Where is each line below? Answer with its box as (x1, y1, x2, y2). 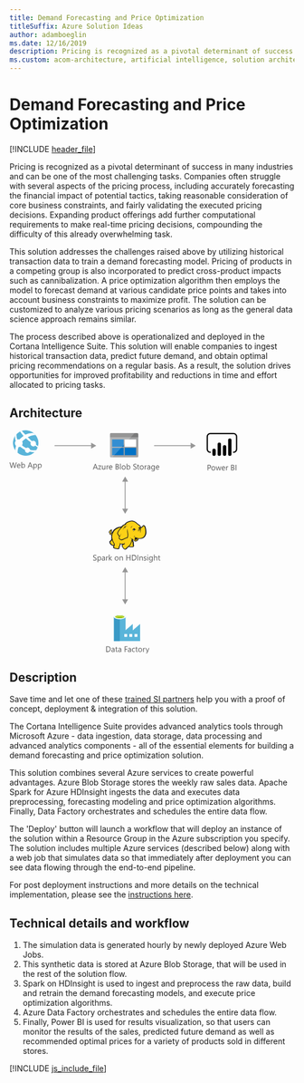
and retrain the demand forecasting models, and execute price (22, 988, 256, 999)
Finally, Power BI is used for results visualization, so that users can (22, 1017, 271, 1028)
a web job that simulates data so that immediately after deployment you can (9, 853, 292, 864)
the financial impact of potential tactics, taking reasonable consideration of (9, 189, 289, 200)
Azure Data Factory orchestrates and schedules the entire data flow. (22, 1007, 278, 1018)
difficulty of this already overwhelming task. (9, 228, 174, 239)
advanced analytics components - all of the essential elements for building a (9, 740, 294, 751)
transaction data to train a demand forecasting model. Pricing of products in (9, 256, 292, 266)
